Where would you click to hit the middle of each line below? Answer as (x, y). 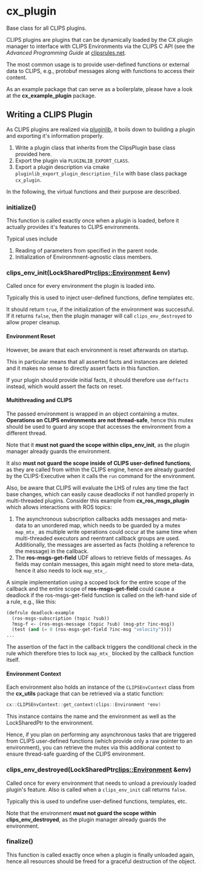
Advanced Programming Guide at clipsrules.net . (66, 52)
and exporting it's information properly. (55, 135)
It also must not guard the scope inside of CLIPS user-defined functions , (99, 463)
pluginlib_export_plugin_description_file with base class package (101, 173)
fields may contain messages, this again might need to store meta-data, (105, 564)
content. (17, 77)
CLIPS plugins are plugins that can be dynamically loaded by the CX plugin (99, 39)
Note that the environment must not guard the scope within (81, 813)
